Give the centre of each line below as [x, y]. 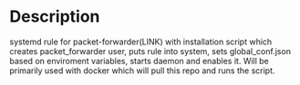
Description [55, 17]
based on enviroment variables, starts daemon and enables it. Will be [139, 61]
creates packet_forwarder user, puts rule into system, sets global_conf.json [150, 51]
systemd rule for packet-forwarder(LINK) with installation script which [141, 42]
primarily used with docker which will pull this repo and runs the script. [142, 71]
